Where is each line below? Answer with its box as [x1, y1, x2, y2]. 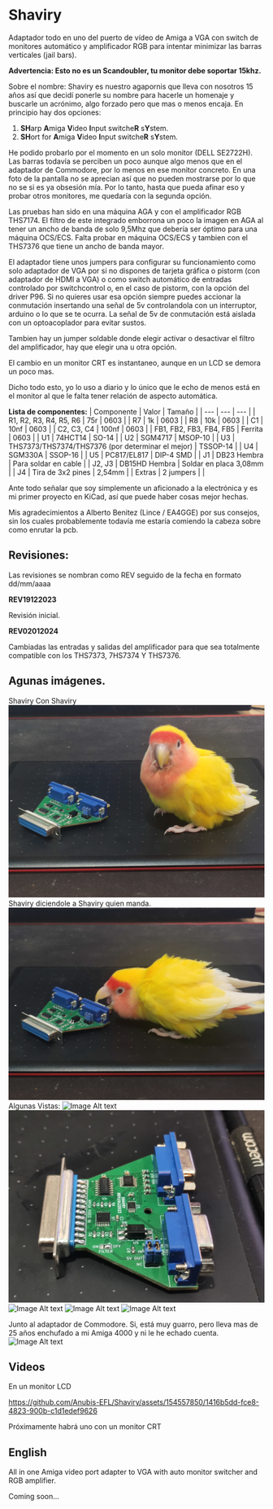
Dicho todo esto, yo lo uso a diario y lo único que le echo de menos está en [8, 382, 261, 392]
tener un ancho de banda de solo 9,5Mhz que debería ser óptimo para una [8, 224, 258, 234]
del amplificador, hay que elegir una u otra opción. [8, 342, 177, 352]
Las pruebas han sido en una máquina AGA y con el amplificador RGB [8, 206, 242, 217]
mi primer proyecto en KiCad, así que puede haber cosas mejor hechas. [8, 491, 249, 502]
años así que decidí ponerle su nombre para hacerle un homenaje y [8, 90, 235, 99]
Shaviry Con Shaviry [8, 695, 77, 705]
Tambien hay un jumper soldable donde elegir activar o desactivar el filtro [8, 333, 255, 343]
